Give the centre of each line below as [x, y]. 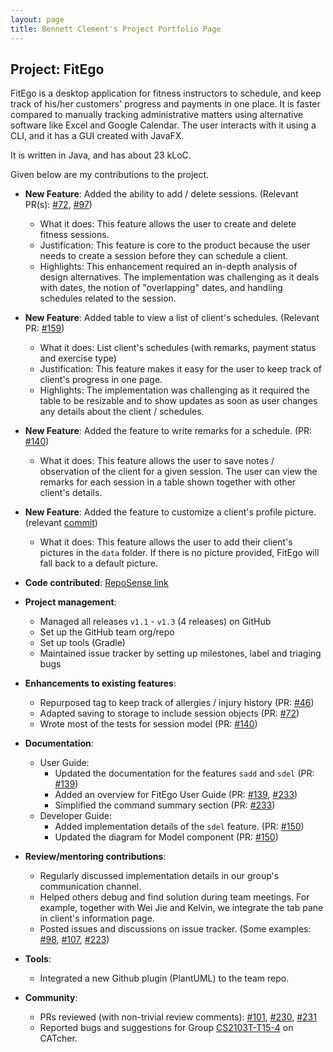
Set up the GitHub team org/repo [107, 632]
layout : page [37, 19]
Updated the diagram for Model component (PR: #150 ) [166, 837]
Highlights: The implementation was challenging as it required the [174, 390]
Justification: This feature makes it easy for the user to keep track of [180, 369]
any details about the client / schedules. [122, 412]
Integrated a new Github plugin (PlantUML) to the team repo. [164, 978]
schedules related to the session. [108, 298]
